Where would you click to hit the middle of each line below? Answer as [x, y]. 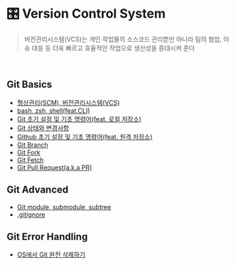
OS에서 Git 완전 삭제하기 [51, 255]
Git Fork [28, 152]
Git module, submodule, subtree [64, 207]
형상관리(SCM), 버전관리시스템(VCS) [68, 102]
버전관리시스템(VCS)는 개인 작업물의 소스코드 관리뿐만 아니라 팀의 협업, [123, 39]
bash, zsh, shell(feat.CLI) [53, 110]
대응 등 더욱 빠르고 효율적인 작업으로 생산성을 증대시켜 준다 [113, 48]
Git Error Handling [47, 236]
